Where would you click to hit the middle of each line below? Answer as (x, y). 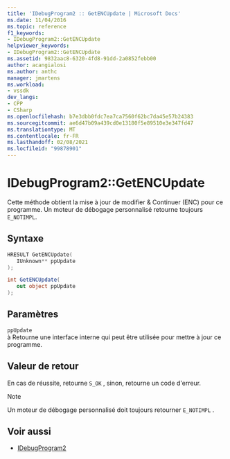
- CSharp (20, 110)
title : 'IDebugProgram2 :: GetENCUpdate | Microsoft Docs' (94, 13)
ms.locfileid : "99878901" (44, 149)
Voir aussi (29, 432)
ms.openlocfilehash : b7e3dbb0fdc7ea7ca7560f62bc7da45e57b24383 (100, 116)
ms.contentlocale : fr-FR (43, 136)
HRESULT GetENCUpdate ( (40, 254)
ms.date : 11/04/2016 (37, 20)
